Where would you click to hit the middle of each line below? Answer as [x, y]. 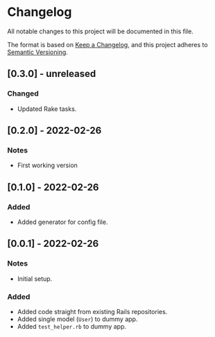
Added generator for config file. [62, 222]
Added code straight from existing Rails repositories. [92, 311]
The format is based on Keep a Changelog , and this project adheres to [108, 44]
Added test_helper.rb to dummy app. [72, 326]
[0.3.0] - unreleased [52, 74]
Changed [23, 94]
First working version [48, 165]
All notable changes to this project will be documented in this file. [101, 31]
